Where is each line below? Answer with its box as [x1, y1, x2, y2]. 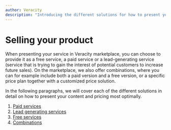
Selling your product [5, 34, 93, 46]
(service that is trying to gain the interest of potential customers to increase [5, 62, 163, 68]
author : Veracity [5, 7, 42, 13]
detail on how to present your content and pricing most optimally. [5, 93, 142, 99]
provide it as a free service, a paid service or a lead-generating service [5, 57, 154, 63]
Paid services [12, 103, 42, 110]
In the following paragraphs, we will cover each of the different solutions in [5, 88, 162, 94]
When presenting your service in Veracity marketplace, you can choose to [5, 51, 161, 57]
